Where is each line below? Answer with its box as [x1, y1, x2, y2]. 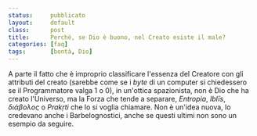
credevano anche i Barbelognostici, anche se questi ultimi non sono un [8, 111, 237, 120]
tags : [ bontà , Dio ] [8, 48, 92, 55]
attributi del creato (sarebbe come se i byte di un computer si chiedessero [8, 77, 248, 87]
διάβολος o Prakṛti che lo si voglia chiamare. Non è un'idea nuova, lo [8, 102, 231, 112]
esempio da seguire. [8, 119, 74, 128]
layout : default [8, 19, 76, 27]
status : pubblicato [8, 11, 86, 20]
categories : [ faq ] [8, 41, 68, 48]
